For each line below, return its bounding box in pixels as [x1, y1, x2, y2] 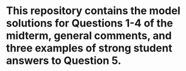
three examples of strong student [6, 42, 173, 55]
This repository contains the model [6, 4, 181, 18]
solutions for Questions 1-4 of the [6, 16, 173, 30]
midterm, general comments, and [6, 29, 172, 42]
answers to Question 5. [6, 54, 121, 67]
